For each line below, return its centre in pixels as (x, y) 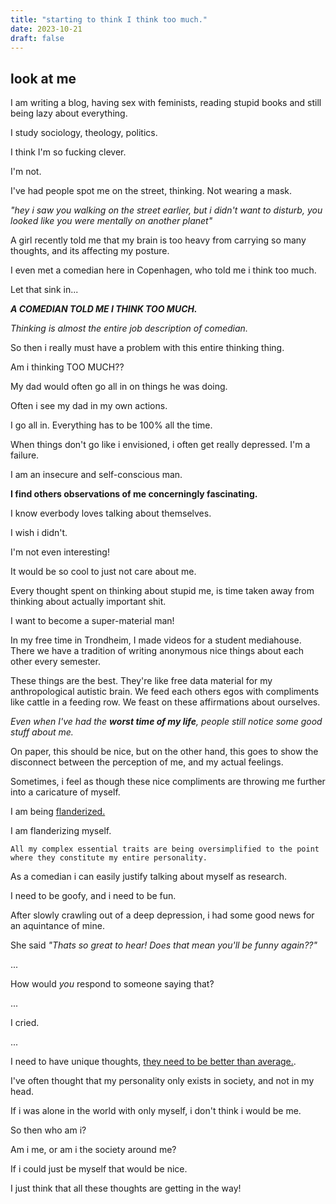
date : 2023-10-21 (46, 29)
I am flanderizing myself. (61, 831)
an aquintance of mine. (57, 926)
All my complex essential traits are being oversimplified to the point (165, 849)
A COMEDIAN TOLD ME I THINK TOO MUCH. (104, 309)
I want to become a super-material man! (92, 621)
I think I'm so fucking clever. (68, 152)
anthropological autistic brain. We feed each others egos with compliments (165, 692)
